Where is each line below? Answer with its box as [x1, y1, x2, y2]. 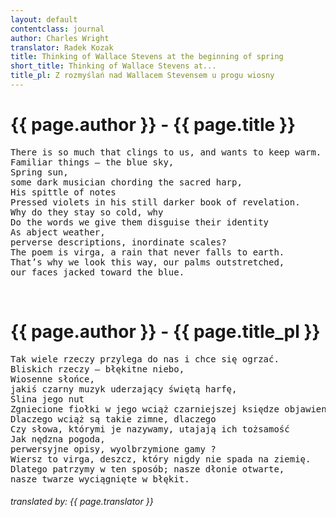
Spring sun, [10, 166, 69, 178]
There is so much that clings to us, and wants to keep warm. [10, 146, 322, 158]
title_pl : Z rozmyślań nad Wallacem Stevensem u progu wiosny [10, 71, 275, 81]
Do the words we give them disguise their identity [10, 216, 270, 228]
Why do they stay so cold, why [10, 206, 164, 218]
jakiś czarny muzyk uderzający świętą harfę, [10, 383, 238, 395]
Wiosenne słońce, [10, 373, 95, 385]
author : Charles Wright [10, 33, 110, 43]
